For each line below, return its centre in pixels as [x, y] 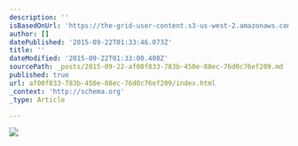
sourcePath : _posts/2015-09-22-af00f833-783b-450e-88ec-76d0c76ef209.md [146, 67]
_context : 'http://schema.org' [67, 91]
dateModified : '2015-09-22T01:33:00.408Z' [89, 58]
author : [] [29, 34]
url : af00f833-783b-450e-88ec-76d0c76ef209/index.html [113, 83]
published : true [39, 75]
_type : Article [37, 100]
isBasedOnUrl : [35, 26]
